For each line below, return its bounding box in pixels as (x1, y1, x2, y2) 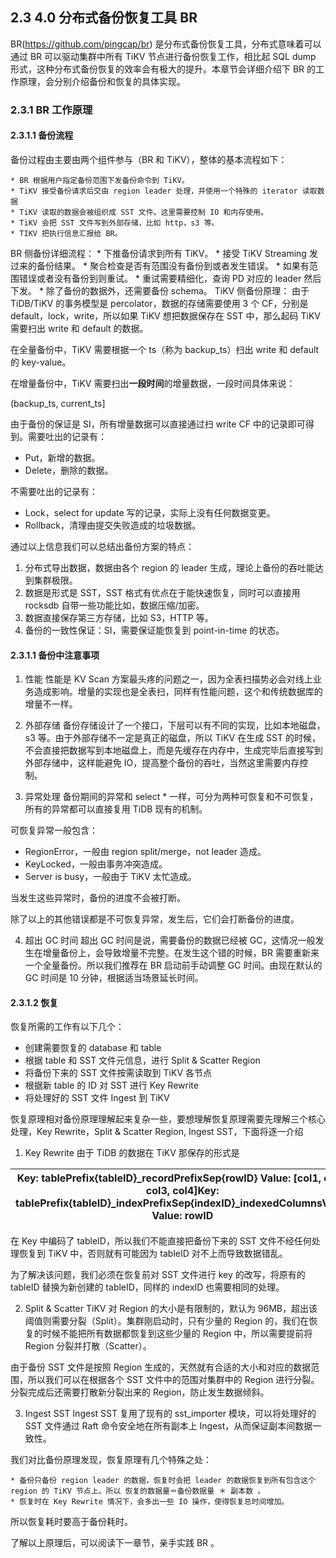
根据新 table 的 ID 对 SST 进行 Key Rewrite (24, 1079, 199, 1092)
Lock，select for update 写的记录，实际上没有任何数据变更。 (24, 506, 276, 518)
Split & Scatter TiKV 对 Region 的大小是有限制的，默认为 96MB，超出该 (24, 1303, 318, 1315)
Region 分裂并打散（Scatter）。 (24, 1340, 152, 1352)
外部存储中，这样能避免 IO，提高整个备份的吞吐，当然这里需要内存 (24, 757, 300, 769)
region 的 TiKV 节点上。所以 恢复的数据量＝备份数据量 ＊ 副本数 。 (10, 1486, 266, 1497)
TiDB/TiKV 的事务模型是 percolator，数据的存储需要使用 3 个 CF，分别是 (10, 297, 309, 309)
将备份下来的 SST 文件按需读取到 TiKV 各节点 (24, 1067, 212, 1079)
